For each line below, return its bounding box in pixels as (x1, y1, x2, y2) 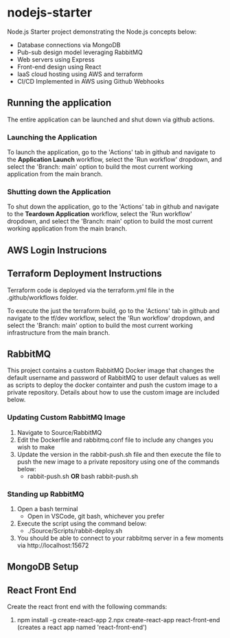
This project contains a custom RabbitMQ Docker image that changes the (7, 366, 215, 375)
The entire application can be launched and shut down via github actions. (7, 115, 215, 123)
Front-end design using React (16, 62, 102, 71)
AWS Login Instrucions (7, 244, 108, 256)
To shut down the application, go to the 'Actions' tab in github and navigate (7, 202, 220, 211)
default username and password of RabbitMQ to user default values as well (7, 374, 220, 382)
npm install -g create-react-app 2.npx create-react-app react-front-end (16, 616, 220, 624)
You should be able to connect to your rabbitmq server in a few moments (16, 534, 225, 542)
